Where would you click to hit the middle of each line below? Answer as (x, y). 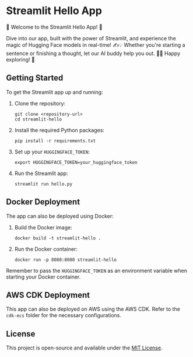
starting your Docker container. (43, 277)
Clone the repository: (40, 103)
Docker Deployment (43, 202)
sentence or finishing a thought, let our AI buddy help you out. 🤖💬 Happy (93, 53)
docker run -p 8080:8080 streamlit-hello (65, 260)
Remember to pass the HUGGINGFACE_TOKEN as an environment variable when (97, 270)
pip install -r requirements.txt (55, 141)
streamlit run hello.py (43, 184)
